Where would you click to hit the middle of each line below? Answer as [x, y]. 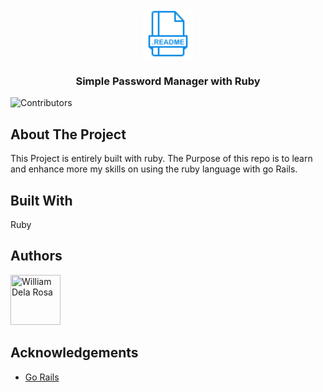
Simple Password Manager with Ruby [168, 81]
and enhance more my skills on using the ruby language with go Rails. [154, 169]
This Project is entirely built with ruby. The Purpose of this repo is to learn [161, 159]
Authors [36, 256]
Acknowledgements [74, 353]
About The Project [68, 134]
